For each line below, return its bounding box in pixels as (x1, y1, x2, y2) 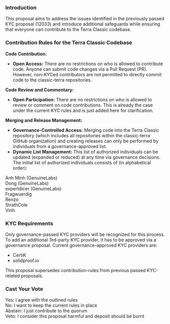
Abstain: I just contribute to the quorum (5, 308, 88, 314)
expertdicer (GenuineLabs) (5, 185, 62, 192)
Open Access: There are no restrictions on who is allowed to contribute (12, 61, 163, 67)
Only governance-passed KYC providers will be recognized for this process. (5, 231, 165, 238)
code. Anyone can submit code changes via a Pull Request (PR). (12, 66, 148, 72)
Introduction (5, 4, 37, 11)
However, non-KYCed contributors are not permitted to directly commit (12, 71, 162, 77)
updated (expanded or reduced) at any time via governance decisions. (12, 154, 161, 160)
